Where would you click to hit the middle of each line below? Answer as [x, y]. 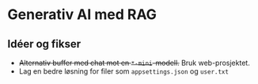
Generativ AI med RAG [82, 15]
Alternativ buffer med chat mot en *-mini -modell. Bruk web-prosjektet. [134, 63]
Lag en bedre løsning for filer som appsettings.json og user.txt [123, 71]
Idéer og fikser [44, 44]
